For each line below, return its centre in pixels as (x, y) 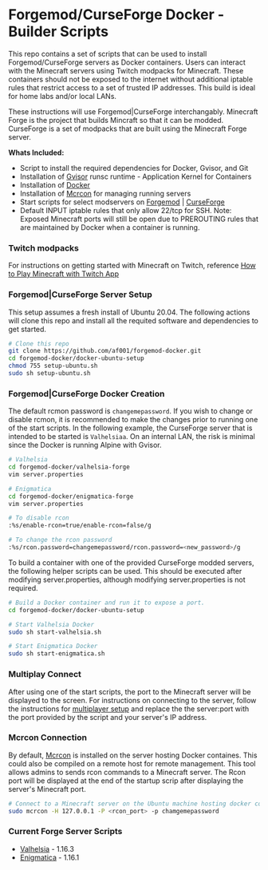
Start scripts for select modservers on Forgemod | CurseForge (122, 202)
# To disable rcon (39, 518)
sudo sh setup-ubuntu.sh (49, 374)
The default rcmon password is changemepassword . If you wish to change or (131, 411)
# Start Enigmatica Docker (53, 647)
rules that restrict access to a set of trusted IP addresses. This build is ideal (132, 87)
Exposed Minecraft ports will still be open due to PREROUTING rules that (139, 219)
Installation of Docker (55, 184)
